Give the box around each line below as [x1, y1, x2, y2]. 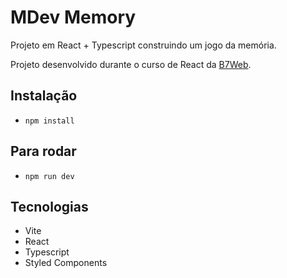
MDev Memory [10, 6, 137, 29]
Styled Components [24, 257, 108, 269]
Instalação [10, 87, 78, 105]
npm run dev [24, 171, 75, 181]
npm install [24, 116, 75, 126]
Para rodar [10, 143, 77, 160]
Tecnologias [10, 198, 89, 215]
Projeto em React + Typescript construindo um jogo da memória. [10, 39, 277, 51]
